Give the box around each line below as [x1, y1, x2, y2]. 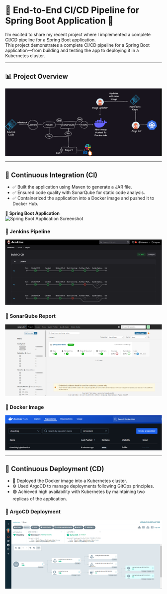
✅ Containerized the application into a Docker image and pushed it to [12, 195, 155, 201]
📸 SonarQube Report [5, 313, 56, 320]
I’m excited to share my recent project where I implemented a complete [5, 31, 151, 37]
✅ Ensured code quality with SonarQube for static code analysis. [12, 190, 145, 196]
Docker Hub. [12, 201, 39, 207]
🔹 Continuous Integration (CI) [5, 171, 98, 179]
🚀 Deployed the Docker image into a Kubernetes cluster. [12, 478, 128, 484]
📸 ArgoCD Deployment [5, 508, 61, 515]
